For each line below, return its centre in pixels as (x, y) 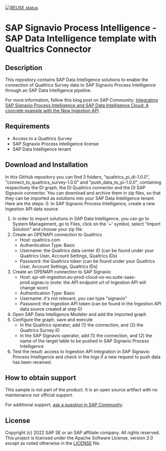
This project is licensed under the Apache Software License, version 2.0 (79, 438)
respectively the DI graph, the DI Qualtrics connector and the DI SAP (75, 187)
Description (24, 68)
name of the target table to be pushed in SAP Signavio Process (84, 341)
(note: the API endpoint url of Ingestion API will (98, 282)
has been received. (32, 362)
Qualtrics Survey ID (40, 330)
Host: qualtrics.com (40, 240)
